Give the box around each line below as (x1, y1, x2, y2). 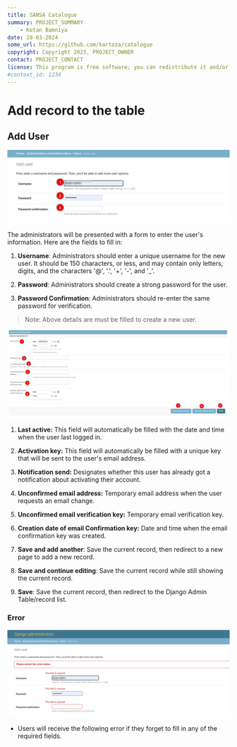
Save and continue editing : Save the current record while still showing (17, 567, 224, 575)
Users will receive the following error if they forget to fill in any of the (17, 724, 217, 733)
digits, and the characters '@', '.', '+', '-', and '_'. (17, 266, 155, 275)
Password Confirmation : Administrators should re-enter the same (17, 294, 210, 302)
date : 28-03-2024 (7, 34, 59, 41)
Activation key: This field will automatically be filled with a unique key (17, 446, 221, 456)
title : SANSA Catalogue (7, 11, 78, 18)
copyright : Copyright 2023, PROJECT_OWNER (7, 49, 134, 56)
